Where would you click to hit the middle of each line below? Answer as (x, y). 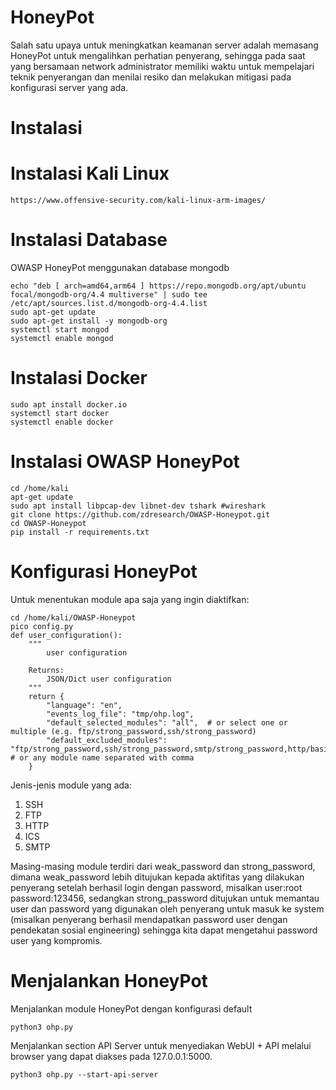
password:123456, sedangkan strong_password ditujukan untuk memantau (165, 898)
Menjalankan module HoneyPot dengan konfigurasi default (131, 1008)
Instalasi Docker (79, 378)
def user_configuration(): (66, 635)
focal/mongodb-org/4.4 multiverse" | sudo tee (109, 295)
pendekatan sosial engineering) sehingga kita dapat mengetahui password (164, 930)
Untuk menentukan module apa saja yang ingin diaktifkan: (130, 599)
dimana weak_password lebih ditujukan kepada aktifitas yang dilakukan (157, 877)
